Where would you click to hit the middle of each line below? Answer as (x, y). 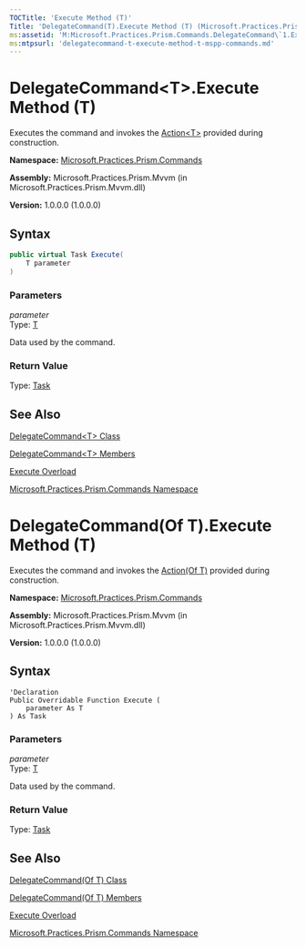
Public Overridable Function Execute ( (85, 700)
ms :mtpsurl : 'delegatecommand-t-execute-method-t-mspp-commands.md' (142, 43)
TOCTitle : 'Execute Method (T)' (71, 18)
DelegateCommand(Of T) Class (68, 881)
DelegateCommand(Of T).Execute (141, 526)
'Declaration (34, 692)
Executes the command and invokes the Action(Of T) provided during (140, 570)
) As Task (28, 716)
